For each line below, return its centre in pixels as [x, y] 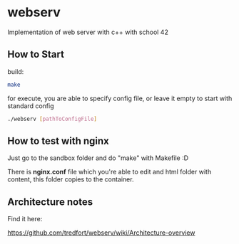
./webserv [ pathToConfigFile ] [52, 119]
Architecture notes [50, 202]
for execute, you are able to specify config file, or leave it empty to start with [120, 98]
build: [16, 71]
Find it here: [25, 219]
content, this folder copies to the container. [71, 179]
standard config [31, 106]
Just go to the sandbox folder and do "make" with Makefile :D [98, 158]
